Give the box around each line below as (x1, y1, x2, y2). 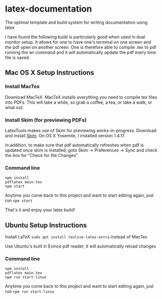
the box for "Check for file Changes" (5, 152, 79, 158)
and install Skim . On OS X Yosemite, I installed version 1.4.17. (5, 132, 126, 139)
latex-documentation (5, 3, 92, 15)
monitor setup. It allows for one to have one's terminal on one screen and (5, 39, 151, 45)
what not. (5, 104, 24, 110)
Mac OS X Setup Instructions (5, 69, 95, 77)
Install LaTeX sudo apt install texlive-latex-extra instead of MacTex (5, 234, 147, 240)
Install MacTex (5, 83, 40, 90)
